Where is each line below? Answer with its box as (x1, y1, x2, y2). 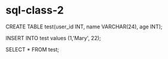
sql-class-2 (5, 4, 64, 17)
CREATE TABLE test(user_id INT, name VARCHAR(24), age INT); (5, 23, 163, 30)
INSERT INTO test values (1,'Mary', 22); (5, 34, 101, 41)
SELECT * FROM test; (5, 45, 60, 53)
